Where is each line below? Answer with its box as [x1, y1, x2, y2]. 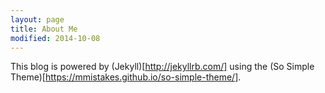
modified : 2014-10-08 [10, 33, 101, 43]
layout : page [10, 14, 65, 25]
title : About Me [10, 24, 78, 34]
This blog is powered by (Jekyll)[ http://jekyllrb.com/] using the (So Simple [10, 61, 315, 73]
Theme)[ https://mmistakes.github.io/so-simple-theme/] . [10, 71, 242, 83]
